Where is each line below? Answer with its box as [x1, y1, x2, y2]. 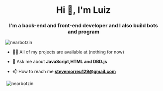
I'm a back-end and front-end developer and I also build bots [9, 22, 158, 29]
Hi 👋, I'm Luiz [56, 4, 111, 16]
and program [68, 28, 99, 35]
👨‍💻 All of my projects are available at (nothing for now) [12, 49, 124, 55]
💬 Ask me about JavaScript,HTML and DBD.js [12, 59, 107, 65]
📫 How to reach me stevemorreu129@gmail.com [12, 69, 116, 75]
